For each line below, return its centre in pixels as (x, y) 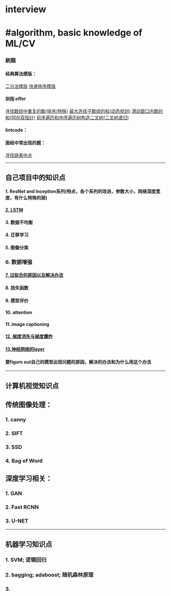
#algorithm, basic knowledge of (74, 33)
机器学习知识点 (29, 544)
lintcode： (17, 130)
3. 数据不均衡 (19, 222)
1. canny (16, 419)
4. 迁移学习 (17, 235)
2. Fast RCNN (22, 507)
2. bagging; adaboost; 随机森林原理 (49, 575)
